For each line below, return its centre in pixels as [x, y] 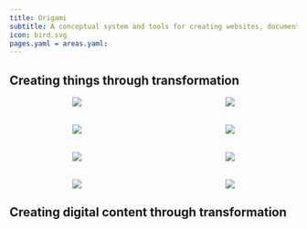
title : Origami [38, 18]
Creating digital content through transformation [148, 212]
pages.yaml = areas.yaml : [58, 43]
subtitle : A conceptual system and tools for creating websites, [136, 26]
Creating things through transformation [125, 80]
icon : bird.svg [38, 35]
